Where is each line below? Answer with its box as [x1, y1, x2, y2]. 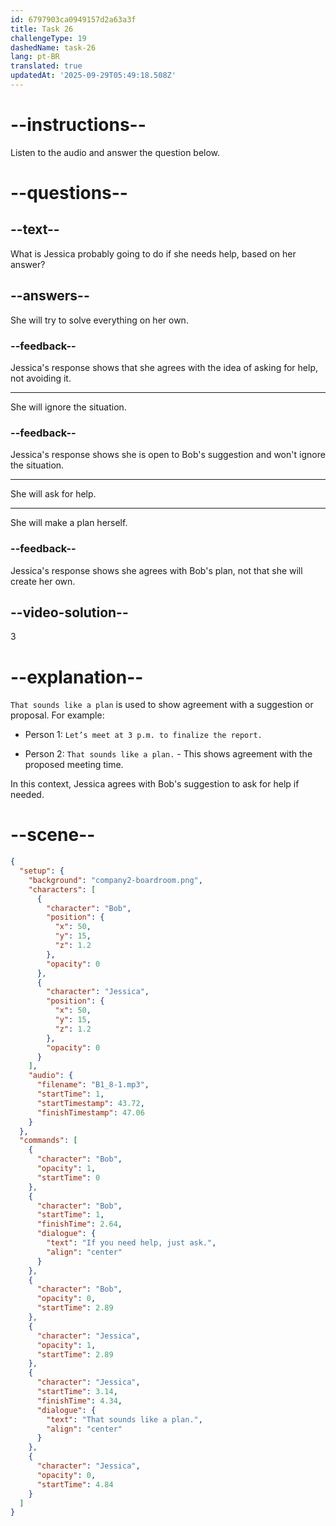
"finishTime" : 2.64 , [36, 1219, 123, 1230]
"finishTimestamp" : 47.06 [36, 1107, 145, 1118]
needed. [10, 789, 45, 801]
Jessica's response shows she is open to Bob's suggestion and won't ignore [10, 449, 326, 461]
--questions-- [10, 182, 128, 204]
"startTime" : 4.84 [36, 1479, 114, 1490]
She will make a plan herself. [10, 517, 128, 529]
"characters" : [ [28, 884, 97, 895]
